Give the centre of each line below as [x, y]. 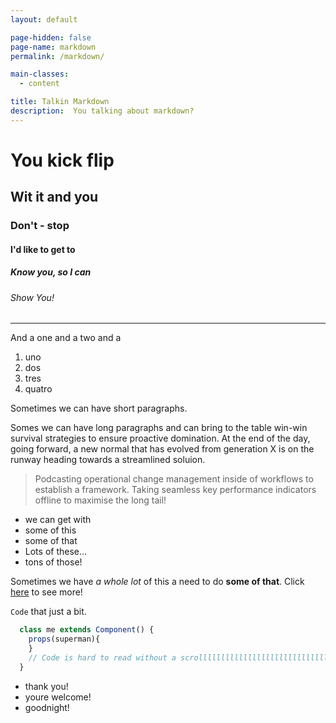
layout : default [44, 19]
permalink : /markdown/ [57, 56]
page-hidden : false [51, 37]
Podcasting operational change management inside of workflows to [174, 479]
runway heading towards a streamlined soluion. [108, 460]
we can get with [58, 520]
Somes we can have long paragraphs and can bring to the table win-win [159, 428]
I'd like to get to [43, 249]
